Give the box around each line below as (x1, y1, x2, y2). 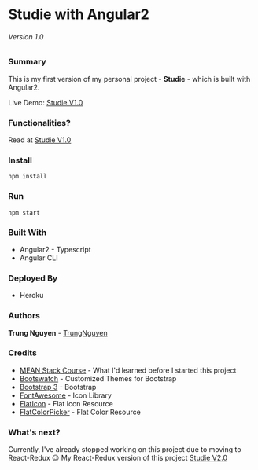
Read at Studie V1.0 (8, 135, 72, 145)
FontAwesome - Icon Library (19, 391, 112, 400)
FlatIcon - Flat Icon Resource (19, 398, 114, 408)
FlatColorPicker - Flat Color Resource (19, 407, 142, 417)
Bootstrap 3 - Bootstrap (19, 382, 97, 391)
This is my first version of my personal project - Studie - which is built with (8, 74, 251, 83)
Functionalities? (8, 117, 71, 128)
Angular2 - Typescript (19, 244, 92, 254)
